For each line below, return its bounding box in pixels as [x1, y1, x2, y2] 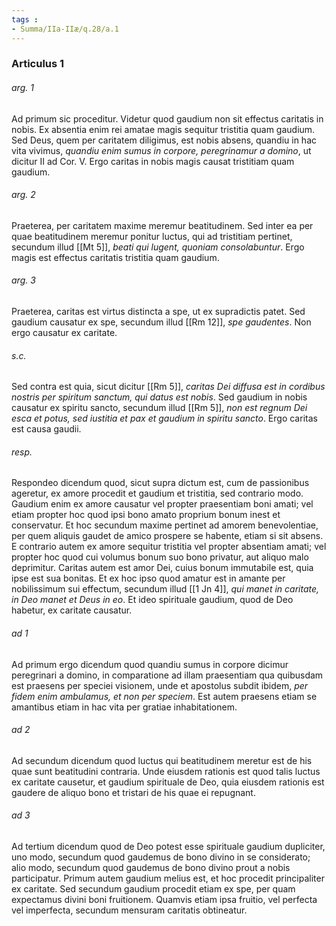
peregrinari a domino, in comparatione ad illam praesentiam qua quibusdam [11, 669, 324, 681]
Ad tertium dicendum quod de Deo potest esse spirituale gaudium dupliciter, [11, 841, 326, 853]
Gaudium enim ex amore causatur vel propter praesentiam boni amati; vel [11, 498, 314, 510]
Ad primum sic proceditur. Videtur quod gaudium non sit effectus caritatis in [11, 112, 324, 125]
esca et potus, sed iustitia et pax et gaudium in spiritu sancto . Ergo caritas [11, 412, 318, 425]
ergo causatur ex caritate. [11, 327, 118, 339]
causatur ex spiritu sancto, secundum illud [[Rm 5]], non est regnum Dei [11, 402, 308, 414]
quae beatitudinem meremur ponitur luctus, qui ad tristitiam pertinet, [11, 230, 293, 242]
